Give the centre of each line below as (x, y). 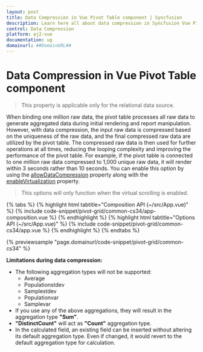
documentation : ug (29, 40)
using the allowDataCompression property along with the (77, 174)
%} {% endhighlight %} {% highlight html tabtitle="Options (122, 217)
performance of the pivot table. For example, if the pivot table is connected (100, 155)
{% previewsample (30, 242)
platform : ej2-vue (29, 34)
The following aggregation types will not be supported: (83, 272)
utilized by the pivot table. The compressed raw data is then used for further (101, 142)
